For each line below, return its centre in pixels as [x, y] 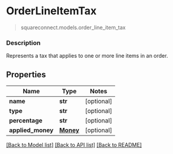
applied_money [31, 130]
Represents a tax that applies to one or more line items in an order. [87, 56]
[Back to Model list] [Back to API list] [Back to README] [74, 145]
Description [23, 43]
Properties [26, 75]
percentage [26, 121]
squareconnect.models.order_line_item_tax [73, 27]
